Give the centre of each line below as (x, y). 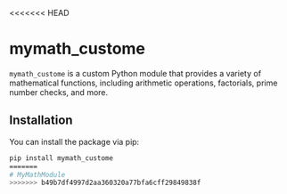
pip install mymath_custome (61, 158)
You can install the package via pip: (74, 141)
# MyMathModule (37, 174)
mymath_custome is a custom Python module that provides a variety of (135, 73)
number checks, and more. (59, 92)
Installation (41, 121)
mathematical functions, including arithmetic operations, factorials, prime (143, 83)
